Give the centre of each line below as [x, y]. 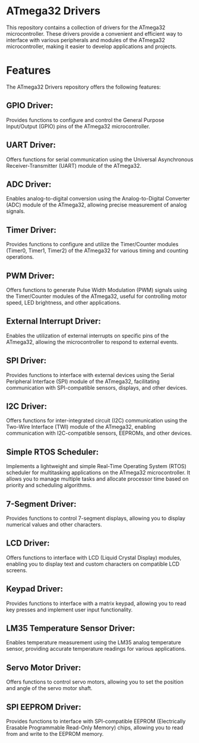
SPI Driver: [26, 361]
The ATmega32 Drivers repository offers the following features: [84, 87]
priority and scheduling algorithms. [49, 485]
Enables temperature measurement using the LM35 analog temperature [94, 642]
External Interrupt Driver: [53, 322]
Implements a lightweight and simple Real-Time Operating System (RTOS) [97, 466]
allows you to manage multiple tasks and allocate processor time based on [97, 479]
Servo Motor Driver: [44, 667]
